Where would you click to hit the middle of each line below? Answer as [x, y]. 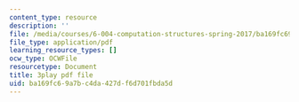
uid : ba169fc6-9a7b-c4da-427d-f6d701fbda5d [91, 83]
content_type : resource [53, 17]
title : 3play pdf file [51, 75]
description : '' [39, 26]
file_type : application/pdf [61, 42]
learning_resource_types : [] [63, 51]
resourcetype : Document [53, 67]
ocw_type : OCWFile [43, 59]
